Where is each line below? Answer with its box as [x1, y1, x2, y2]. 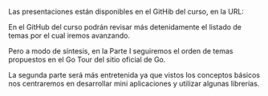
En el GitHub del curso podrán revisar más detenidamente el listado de [8, 22, 242, 31]
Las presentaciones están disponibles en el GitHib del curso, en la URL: [8, 7, 245, 16]
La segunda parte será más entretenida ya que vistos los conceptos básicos [8, 70, 261, 79]
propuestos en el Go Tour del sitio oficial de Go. [8, 55, 166, 64]
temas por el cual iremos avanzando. [8, 31, 131, 40]
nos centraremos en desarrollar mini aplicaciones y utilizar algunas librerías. [8, 79, 260, 88]
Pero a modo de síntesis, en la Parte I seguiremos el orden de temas [8, 46, 233, 55]
